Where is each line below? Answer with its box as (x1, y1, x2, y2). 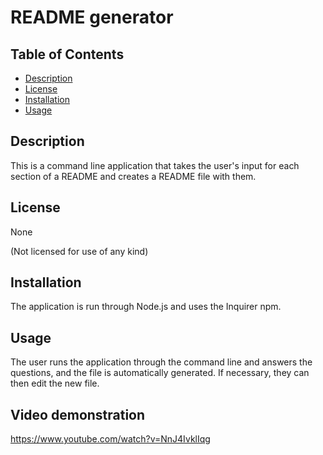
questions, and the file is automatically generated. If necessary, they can (10, 367, 310, 379)
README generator (10, 6, 174, 29)
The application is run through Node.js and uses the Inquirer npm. (10, 301, 282, 313)
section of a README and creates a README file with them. (10, 170, 257, 182)
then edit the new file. (10, 377, 100, 390)
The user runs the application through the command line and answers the (10, 356, 313, 368)
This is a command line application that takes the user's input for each (10, 159, 300, 171)
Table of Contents (10, 46, 125, 63)
